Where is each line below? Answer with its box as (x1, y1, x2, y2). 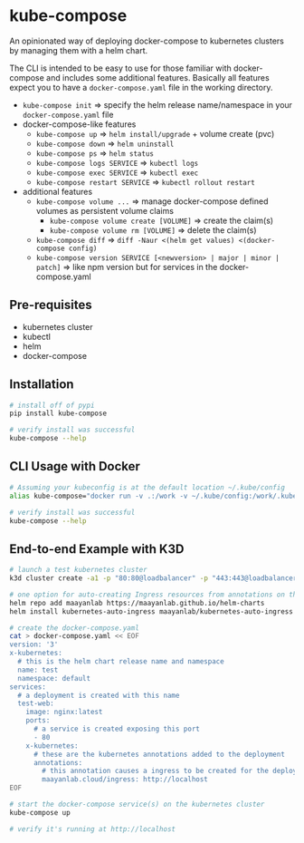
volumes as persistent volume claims (35, 205, 175, 216)
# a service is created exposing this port (33, 724, 201, 734)
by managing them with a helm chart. (9, 44, 148, 55)
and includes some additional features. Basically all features (46, 72, 270, 82)
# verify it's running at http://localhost (9, 824, 176, 834)
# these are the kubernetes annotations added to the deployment (33, 750, 285, 759)
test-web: (17, 699, 54, 708)
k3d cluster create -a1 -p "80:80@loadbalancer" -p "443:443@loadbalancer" (9, 574, 301, 583)
